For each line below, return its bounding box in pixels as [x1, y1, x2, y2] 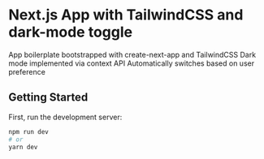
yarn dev [8, 143, 38, 151]
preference [8, 67, 46, 76]
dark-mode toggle [8, 23, 132, 41]
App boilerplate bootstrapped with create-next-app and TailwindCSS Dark [8, 49, 257, 59]
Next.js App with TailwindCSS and [8, 6, 244, 24]
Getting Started [8, 91, 89, 105]
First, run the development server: [8, 112, 123, 122]
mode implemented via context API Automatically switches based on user [8, 58, 254, 68]
